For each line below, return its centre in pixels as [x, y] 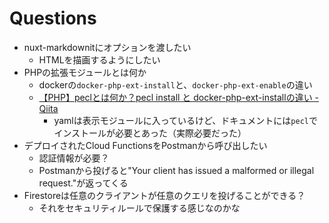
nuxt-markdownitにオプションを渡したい [107, 47]
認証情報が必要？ [74, 158]
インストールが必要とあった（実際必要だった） [150, 133]
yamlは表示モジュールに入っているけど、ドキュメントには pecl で [185, 120]
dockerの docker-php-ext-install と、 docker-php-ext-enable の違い [175, 84]
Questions [53, 18]
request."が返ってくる [83, 183]
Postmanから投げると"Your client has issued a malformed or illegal [176, 170]
